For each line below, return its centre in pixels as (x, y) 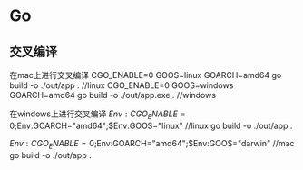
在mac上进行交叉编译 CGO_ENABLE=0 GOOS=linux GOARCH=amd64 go (146, 75)
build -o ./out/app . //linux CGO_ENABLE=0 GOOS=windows (122, 85)
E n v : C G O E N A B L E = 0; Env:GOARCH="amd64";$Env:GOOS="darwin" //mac (152, 144)
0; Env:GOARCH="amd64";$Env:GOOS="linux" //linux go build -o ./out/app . (151, 125)
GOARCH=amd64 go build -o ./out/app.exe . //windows (112, 95)
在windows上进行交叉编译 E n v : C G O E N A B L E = (98, 115)
